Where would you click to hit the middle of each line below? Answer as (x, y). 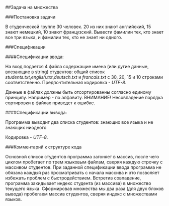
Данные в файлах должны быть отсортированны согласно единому (78, 92)
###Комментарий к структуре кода (44, 147)
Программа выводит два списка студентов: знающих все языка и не (79, 122)
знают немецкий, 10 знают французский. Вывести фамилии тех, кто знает (84, 32)
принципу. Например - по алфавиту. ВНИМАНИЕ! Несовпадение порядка (84, 97)
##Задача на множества (32, 7)
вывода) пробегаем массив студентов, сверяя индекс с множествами (81, 194)
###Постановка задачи (30, 17)
